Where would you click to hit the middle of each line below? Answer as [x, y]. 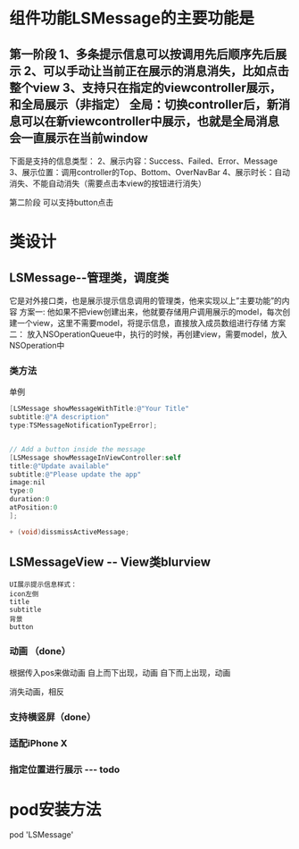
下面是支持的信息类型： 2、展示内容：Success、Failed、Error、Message [144, 161]
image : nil [28, 483]
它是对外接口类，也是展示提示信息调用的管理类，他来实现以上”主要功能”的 [146, 301]
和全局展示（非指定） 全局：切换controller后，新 [144, 104]
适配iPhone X [38, 743]
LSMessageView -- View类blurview [110, 563]
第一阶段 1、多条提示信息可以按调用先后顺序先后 [142, 54]
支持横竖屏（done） [53, 717]
